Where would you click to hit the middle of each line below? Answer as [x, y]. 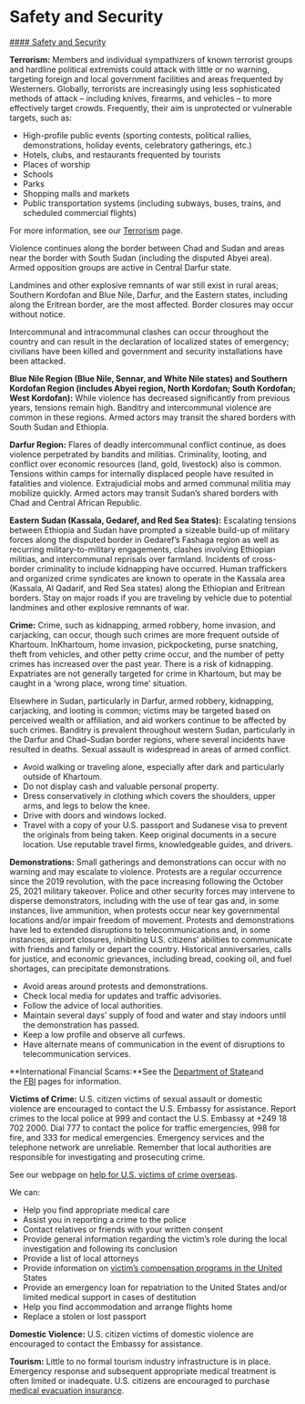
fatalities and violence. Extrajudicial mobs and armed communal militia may [150, 483]
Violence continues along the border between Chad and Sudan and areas [147, 248]
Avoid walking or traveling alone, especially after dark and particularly [153, 766]
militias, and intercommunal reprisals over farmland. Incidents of [130, 559]
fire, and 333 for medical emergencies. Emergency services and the [137, 1137]
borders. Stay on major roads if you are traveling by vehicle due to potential [151, 598]
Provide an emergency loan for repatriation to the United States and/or [155, 1287]
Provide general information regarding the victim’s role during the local [155, 1239]
